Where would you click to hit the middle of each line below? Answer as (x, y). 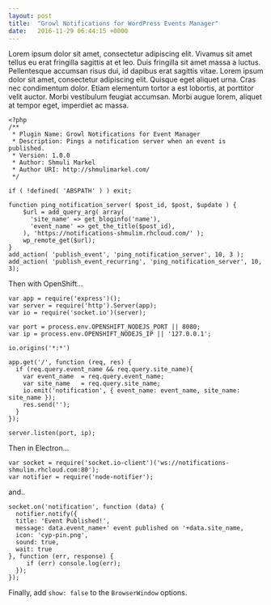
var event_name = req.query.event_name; (93, 377)
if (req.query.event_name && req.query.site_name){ (105, 370)
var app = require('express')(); (65, 299)
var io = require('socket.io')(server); (78, 313)
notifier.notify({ (47, 514)
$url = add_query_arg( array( (74, 212)
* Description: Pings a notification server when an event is (119, 142)
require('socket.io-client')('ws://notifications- (142, 463)
